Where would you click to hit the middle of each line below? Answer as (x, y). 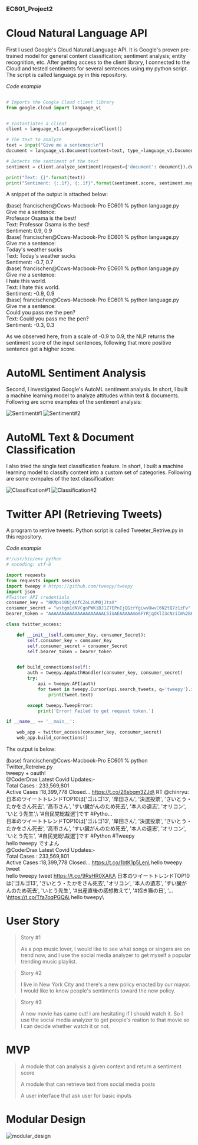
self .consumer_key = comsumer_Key (70, 640)
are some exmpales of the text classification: (60, 479)
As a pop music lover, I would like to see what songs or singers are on (105, 949)
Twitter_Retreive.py (29, 767)
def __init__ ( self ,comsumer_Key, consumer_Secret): (81, 635)
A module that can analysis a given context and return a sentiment (101, 1066)
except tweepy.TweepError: (60, 705)
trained (15, 56)
